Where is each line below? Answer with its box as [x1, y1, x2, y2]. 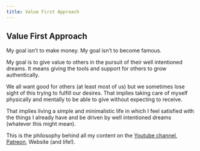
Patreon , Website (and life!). [6, 138, 75, 146]
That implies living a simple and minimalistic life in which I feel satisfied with [6, 108, 195, 115]
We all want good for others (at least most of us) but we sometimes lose [6, 83, 185, 90]
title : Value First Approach [6, 8, 80, 15]
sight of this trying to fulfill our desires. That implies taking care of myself [6, 90, 188, 97]
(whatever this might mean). [6, 120, 77, 128]
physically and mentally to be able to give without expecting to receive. [6, 96, 183, 103]
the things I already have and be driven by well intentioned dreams [6, 114, 172, 121]
